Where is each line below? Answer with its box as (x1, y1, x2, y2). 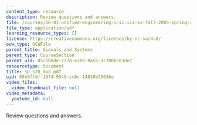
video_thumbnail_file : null (11, 85, 80, 91)
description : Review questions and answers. (6, 14, 117, 20)
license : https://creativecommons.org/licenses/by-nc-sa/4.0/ (6, 36, 161, 42)
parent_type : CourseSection (6, 52, 75, 58)
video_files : (6, 80, 38, 86)
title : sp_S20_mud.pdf (6, 69, 62, 75)
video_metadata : (6, 90, 46, 96)
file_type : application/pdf (6, 25, 75, 31)
